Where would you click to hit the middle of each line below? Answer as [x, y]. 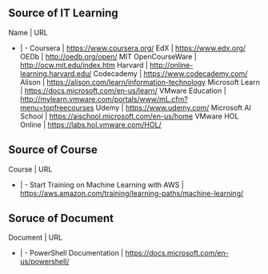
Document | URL [35, 238]
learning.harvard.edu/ [56, 73]
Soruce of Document [61, 218]
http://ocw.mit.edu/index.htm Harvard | [84, 65]
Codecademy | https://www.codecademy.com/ [170, 73]
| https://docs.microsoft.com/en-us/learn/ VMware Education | [123, 91]
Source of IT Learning [63, 13]
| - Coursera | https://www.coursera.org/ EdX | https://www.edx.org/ [133, 48]
